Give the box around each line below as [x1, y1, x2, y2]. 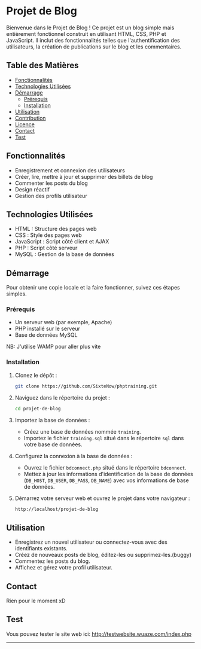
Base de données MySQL [14, 331, 78, 339]
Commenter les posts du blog [14, 179, 88, 187]
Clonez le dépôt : [14, 371, 57, 379]
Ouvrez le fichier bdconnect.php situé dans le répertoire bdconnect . [23, 464, 187, 471]
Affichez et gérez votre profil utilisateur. [14, 564, 112, 571]
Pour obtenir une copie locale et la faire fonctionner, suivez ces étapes [6, 284, 181, 291]
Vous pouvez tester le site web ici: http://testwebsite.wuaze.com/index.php [6, 630, 192, 638]
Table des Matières [6, 60, 79, 71]
